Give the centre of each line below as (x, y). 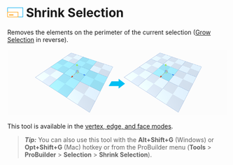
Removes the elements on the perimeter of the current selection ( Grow (109, 32)
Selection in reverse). (38, 39)
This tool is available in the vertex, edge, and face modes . (90, 126)
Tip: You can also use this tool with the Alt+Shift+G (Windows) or (119, 139)
